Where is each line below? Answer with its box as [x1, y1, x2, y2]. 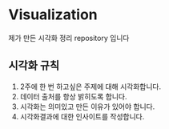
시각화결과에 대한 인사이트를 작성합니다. [19, 111, 145, 121]
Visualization [8, 6, 98, 24]
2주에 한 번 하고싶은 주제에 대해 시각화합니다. [19, 82, 162, 91]
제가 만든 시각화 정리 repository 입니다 [8, 33, 130, 42]
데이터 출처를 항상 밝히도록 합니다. [19, 91, 127, 101]
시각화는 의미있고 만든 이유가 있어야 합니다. [19, 102, 155, 111]
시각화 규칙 [8, 58, 60, 73]
